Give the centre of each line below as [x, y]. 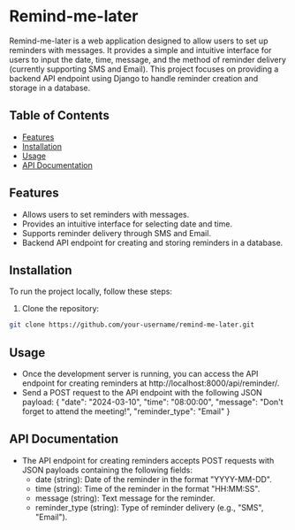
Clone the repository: [61, 309]
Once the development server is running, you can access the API [140, 374]
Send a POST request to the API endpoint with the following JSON [142, 393]
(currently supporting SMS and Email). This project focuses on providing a [144, 69]
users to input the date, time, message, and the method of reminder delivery [148, 59]
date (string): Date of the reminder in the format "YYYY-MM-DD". [153, 479]
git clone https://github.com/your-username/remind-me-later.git [132, 325]
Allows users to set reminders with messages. [106, 214]
